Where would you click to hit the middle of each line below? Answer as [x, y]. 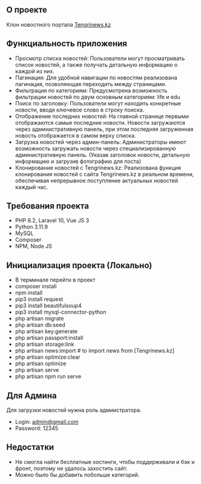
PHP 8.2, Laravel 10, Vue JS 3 [52, 220]
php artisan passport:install [49, 338]
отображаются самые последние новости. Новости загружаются [100, 122]
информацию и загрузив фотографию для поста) [78, 161]
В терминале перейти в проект [55, 280]
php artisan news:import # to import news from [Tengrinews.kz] [95, 351]
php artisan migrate [39, 319]
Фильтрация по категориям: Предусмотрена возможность [91, 90]
